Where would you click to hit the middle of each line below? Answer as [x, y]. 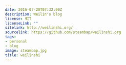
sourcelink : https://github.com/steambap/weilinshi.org [63, 32]
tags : [10, 37]
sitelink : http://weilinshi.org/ [39, 28]
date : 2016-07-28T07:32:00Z [34, 10]
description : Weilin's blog [34, 14]
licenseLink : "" [21, 23]
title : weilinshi [23, 55]
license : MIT [18, 19]
